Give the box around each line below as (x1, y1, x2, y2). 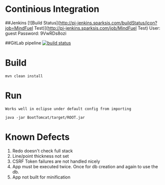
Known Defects (5, 132, 70, 142)
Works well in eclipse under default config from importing (5, 106, 132, 111)
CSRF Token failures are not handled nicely (12, 158, 100, 164)
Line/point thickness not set (12, 153, 69, 159)
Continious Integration (5, 3, 100, 15)
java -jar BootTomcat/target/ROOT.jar (5, 115, 85, 120)
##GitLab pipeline (5, 40, 41, 46)
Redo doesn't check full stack (12, 147, 73, 154)
